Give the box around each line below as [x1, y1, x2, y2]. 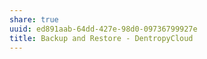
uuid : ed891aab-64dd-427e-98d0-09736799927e [9, 24, 198, 34]
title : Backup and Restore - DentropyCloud [9, 33, 194, 43]
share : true [9, 14, 59, 25]
